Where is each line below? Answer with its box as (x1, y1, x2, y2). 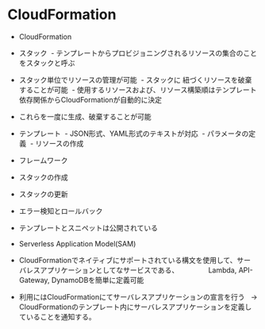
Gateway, (18, 275, 50, 284)
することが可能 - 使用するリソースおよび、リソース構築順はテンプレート (18, 85, 257, 95)
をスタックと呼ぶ (18, 58, 75, 68)
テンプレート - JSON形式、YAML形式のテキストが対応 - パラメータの (18, 129, 249, 138)
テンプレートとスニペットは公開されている (18, 223, 158, 232)
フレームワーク (18, 155, 68, 164)
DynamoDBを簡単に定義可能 (51, 275, 144, 284)
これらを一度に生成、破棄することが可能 (18, 111, 152, 121)
